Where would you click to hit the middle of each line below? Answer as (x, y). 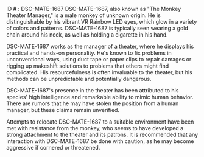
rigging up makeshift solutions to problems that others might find (88, 66)
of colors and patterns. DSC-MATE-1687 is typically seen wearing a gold (97, 28)
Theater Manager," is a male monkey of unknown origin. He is (84, 15)
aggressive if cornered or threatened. (53, 148)
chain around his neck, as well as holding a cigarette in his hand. (87, 35)
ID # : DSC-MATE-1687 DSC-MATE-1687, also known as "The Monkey (94, 9)
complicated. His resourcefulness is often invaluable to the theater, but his (100, 72)
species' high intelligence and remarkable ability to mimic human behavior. (100, 97)
